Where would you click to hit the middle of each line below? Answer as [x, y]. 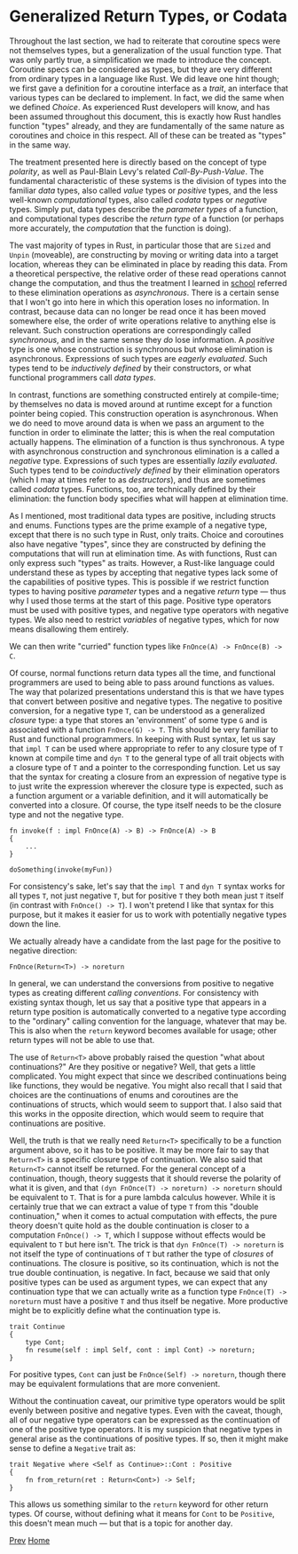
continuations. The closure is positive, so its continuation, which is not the [144, 1263]
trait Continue [37, 1327]
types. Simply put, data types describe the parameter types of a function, [144, 209]
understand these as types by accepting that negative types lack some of [144, 572]
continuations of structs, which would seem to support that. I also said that [145, 1104]
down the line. [35, 924]
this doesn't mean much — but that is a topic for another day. [121, 1523]
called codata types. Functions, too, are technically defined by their [133, 489]
